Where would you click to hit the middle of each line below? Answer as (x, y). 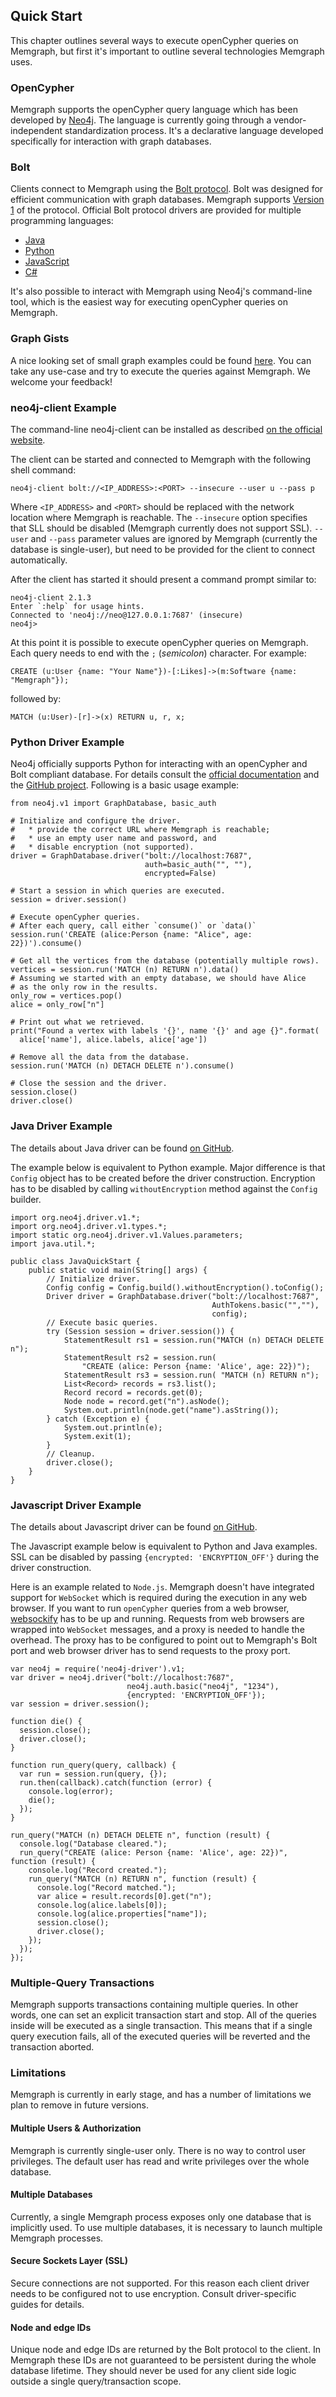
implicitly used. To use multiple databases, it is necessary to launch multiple (166, 2227)
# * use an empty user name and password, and (113, 839)
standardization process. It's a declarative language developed (194, 131)
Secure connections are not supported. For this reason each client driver (160, 2283)
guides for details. (47, 2305)
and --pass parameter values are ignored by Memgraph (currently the (174, 538)
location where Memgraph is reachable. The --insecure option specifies (159, 517)
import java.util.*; (53, 1244)
